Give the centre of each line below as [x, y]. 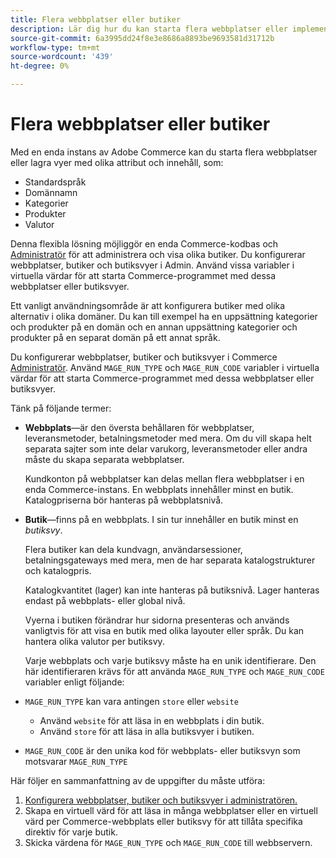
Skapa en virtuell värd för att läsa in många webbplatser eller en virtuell [171, 810]
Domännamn [51, 192]
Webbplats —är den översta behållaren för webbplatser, [139, 427]
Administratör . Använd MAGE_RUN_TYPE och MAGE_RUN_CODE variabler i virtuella [165, 367]
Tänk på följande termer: [61, 408]
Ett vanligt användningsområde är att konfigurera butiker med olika [148, 305]
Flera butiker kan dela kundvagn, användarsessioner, [133, 549]
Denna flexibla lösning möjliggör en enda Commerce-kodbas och [144, 243]
